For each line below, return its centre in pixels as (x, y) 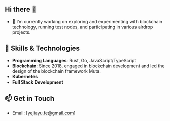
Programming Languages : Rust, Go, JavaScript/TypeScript (74, 60)
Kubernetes (25, 76)
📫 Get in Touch (30, 98)
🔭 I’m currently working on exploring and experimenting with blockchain (87, 21)
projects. (21, 32)
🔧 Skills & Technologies (42, 48)
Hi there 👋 (21, 9)
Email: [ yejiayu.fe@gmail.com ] (44, 113)
